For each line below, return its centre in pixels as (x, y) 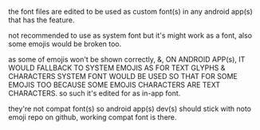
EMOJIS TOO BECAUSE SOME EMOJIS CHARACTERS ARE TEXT (114, 85)
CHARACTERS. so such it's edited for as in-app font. (95, 93)
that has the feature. (41, 20)
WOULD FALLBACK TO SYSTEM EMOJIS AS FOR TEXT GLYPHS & (117, 68)
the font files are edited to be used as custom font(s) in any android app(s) (130, 12)
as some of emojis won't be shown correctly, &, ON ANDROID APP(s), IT (127, 59)
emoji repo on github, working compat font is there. (93, 117)
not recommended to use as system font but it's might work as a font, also (130, 35)
